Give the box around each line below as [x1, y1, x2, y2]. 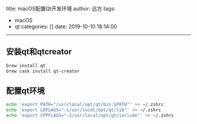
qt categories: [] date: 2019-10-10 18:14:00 [14, 23, 117, 30]
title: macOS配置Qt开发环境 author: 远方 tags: [6, 5, 116, 12]
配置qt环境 [6, 85, 45, 95]
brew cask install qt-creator [6, 68, 80, 74]
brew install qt [6, 63, 46, 68]
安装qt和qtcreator [6, 47, 72, 57]
